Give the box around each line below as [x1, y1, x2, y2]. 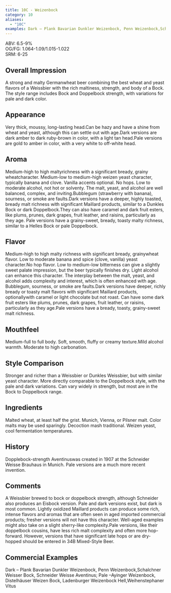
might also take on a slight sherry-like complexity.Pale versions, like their [5, 522, 158, 528]
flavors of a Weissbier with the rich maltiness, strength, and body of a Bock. [5, 85, 164, 91]
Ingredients [5, 403, 43, 412]
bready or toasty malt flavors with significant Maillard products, [5, 289, 138, 295]
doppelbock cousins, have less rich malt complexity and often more [5, 528, 148, 534]
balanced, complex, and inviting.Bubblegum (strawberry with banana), [5, 190, 153, 196]
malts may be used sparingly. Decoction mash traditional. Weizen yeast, [5, 422, 156, 428]
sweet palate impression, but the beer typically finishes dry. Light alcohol [5, 267, 159, 273]
